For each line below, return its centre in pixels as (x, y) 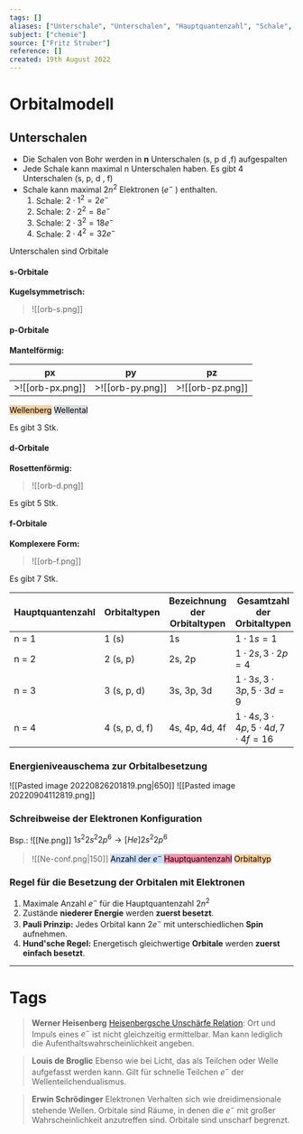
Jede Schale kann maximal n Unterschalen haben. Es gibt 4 (133, 169)
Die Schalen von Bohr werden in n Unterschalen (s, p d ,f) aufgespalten (155, 159)
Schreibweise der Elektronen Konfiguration (106, 819)
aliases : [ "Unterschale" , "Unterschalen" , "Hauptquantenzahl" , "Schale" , (151, 26)
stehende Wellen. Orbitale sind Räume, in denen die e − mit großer (153, 1109)
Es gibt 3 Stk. (34, 427)
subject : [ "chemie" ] (48, 34)
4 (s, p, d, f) (129, 728)
